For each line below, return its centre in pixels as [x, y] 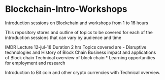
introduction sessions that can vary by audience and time [63, 38]
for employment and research [35, 63]
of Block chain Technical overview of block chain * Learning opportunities [80, 57]
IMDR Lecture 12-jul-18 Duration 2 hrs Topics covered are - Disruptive [76, 47]
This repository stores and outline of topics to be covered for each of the [79, 32]
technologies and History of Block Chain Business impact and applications [81, 52]
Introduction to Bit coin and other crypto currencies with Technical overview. [83, 72]
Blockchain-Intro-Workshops [66, 9]
